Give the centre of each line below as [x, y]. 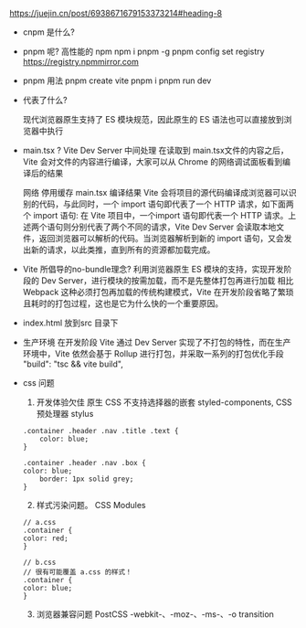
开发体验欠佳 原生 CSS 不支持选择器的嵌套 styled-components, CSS [164, 402]
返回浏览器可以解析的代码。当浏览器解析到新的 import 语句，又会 [162, 238]
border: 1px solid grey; [87, 479]
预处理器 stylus [65, 414]
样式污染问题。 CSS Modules [91, 505]
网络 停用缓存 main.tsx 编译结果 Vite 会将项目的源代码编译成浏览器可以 [156, 192]
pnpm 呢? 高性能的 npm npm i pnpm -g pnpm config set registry [143, 51]
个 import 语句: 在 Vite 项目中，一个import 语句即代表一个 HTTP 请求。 [155, 215]
